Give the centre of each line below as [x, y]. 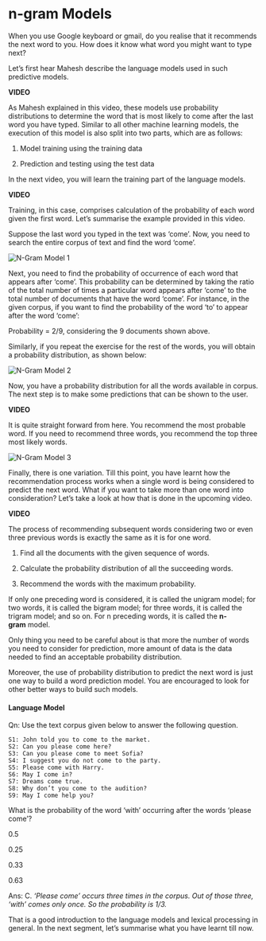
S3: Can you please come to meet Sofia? [76, 754]
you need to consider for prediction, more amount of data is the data [120, 648]
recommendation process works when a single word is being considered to [131, 481]
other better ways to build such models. [73, 689]
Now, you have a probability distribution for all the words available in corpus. [133, 385]
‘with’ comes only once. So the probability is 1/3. [88, 904]
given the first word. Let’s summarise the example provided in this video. [127, 218]
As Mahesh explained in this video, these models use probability [114, 107]
